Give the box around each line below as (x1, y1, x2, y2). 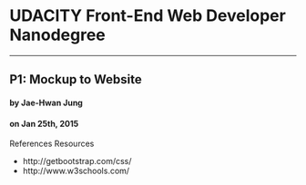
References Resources (9, 138, 95, 150)
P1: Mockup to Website (9, 72, 143, 87)
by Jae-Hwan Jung (9, 97, 84, 108)
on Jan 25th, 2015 (9, 118, 79, 129)
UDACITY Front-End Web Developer (9, 5, 287, 26)
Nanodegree (9, 24, 107, 45)
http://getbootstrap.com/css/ (22, 156, 132, 167)
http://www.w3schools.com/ (22, 165, 130, 177)
